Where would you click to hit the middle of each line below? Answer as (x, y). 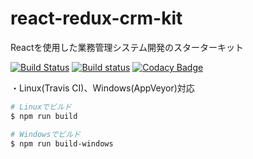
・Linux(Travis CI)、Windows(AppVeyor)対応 (102, 88)
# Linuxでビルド (41, 107)
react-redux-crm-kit (96, 18)
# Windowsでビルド (45, 134)
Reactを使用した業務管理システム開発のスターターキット (127, 47)
